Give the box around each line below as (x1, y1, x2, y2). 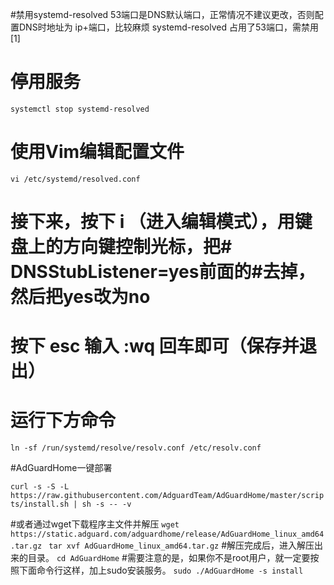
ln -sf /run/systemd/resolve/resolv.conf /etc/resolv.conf (10, 443, 262, 453)
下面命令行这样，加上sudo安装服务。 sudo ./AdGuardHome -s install (18, 564, 304, 577)
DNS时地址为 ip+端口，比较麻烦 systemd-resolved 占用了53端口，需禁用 (18, 21, 319, 33)
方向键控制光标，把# (63, 236, 233, 258)
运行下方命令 (10, 409, 117, 432)
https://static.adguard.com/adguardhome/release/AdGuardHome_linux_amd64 (10, 529, 325, 540)
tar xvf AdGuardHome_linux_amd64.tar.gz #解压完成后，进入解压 (48, 539, 315, 552)
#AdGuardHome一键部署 (10, 462, 113, 474)
